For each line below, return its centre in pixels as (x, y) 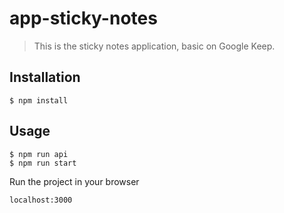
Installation (45, 77)
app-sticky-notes (83, 18)
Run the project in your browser (74, 181)
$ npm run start (43, 163)
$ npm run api (39, 154)
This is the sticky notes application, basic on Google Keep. (154, 46)
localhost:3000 (41, 200)
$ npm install (39, 100)
